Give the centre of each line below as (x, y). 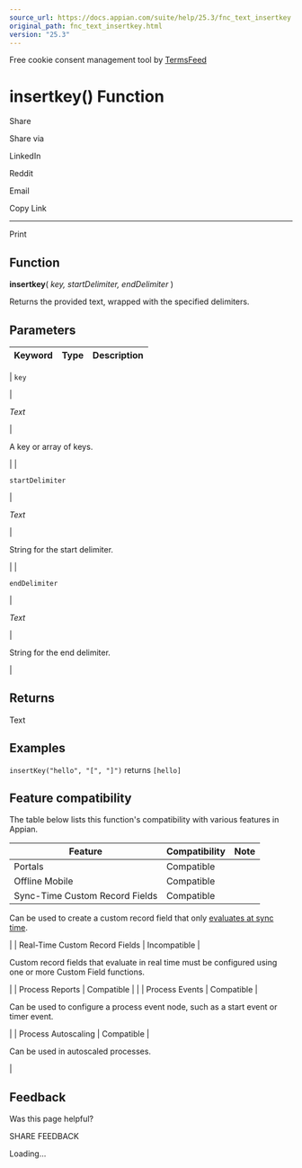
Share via (27, 139)
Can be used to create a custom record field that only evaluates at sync (142, 918)
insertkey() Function (87, 96)
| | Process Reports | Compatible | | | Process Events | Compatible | (133, 990)
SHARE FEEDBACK (44, 1137)
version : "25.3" (40, 34)
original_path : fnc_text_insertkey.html (86, 26)
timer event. (31, 1017)
